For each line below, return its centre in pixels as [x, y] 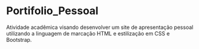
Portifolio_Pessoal [52, 11]
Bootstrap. [19, 40]
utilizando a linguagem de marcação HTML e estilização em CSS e [88, 33]
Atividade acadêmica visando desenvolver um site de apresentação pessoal [100, 27]
